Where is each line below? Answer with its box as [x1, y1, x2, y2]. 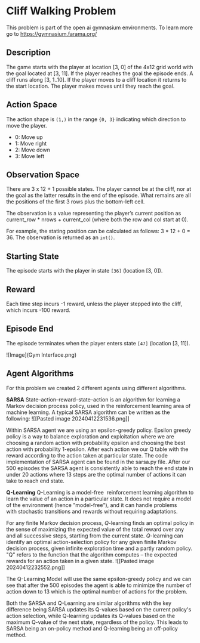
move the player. [6, 122, 47, 129]
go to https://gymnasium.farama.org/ [6, 30, 97, 37]
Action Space [6, 100, 58, 110]
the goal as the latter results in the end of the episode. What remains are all [6, 192, 191, 199]
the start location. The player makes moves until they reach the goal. [6, 82, 175, 89]
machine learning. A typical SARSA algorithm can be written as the [6, 409, 170, 416]
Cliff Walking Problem [6, 4, 116, 18]
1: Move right [14, 140, 47, 147]
